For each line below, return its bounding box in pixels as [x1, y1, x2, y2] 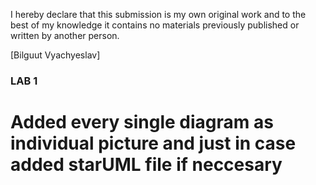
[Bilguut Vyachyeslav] [10, 49, 101, 61]
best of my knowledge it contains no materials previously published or [10, 19, 300, 31]
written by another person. [10, 30, 120, 41]
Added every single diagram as [10, 111, 274, 134]
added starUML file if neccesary [10, 154, 283, 176]
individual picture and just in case [10, 132, 297, 155]
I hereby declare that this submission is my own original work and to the [10, 9, 307, 20]
